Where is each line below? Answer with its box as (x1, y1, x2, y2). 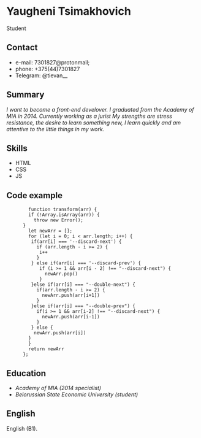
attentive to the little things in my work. (6, 125, 105, 133)
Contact (6, 42, 38, 53)
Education (6, 368, 47, 378)
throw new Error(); (33, 217, 84, 223)
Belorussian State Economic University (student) (15, 391, 138, 398)
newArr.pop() (45, 271, 78, 277)
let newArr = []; (28, 228, 72, 234)
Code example (6, 190, 63, 201)
